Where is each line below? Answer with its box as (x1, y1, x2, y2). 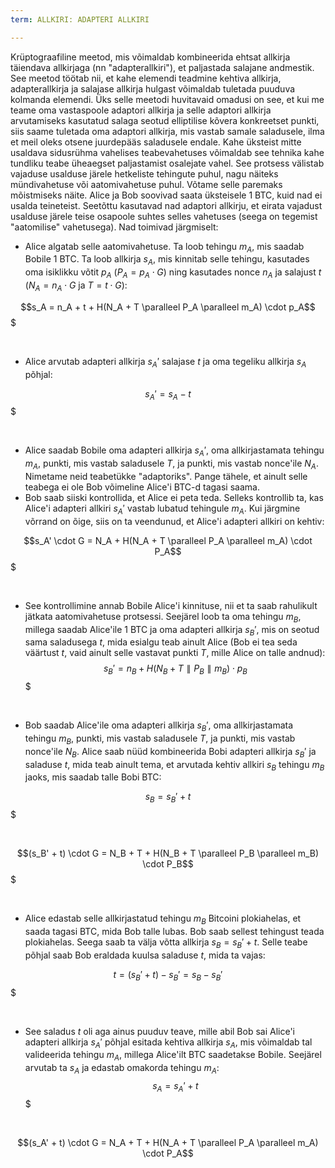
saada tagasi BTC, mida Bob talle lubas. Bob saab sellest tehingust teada (24, 925, 325, 937)
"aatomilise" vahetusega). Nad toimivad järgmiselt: (10, 221, 219, 233)
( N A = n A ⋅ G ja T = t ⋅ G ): (24, 279, 128, 293)
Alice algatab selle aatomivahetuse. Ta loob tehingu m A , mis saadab (24, 240, 305, 255)
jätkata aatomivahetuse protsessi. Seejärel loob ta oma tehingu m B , (24, 610, 302, 625)
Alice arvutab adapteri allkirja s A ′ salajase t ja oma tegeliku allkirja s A (24, 355, 307, 370)
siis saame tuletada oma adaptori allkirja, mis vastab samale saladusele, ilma (10, 125, 325, 137)
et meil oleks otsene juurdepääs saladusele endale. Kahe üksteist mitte (10, 136, 302, 148)
